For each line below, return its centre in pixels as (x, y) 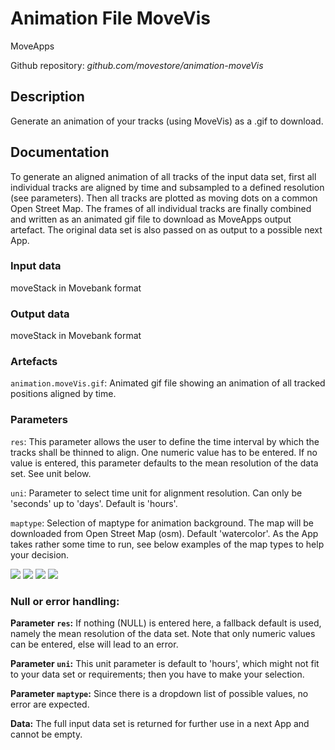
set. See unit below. (51, 473)
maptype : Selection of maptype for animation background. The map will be (162, 523)
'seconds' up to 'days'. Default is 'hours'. (94, 503)
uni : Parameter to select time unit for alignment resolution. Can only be (156, 493)
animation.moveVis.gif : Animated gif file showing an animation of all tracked (168, 383)
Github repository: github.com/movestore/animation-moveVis (137, 65)
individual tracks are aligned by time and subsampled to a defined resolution (167, 187)
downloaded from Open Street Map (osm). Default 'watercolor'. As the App (164, 533)
